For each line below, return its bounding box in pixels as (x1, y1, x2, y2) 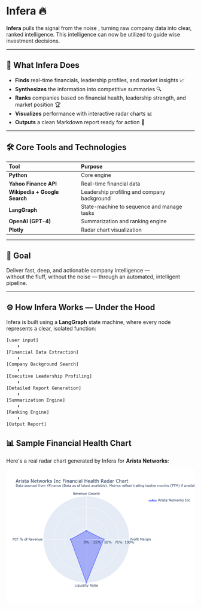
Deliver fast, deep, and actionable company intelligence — (6, 266, 150, 274)
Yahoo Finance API (8, 180, 57, 187)
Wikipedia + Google (8, 188, 59, 196)
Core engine (81, 172, 112, 179)
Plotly (8, 226, 24, 233)
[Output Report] (6, 421, 47, 427)
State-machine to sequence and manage (81, 203, 182, 211)
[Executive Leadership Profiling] (6, 373, 93, 379)
